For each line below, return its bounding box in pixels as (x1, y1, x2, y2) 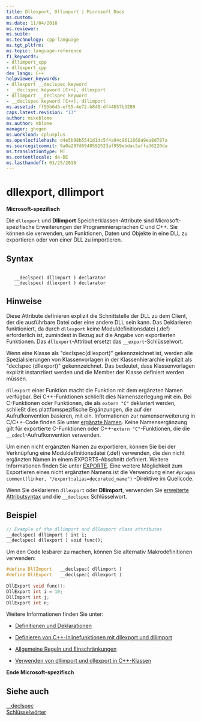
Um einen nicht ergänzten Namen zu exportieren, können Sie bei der (6, 443, 176, 450)
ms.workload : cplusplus (6, 132, 66, 138)
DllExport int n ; (6, 600, 50, 606)
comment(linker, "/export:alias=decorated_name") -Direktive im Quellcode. (6, 475, 194, 482)
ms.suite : (6, 31, 31, 37)
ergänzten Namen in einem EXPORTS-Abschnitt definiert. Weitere (6, 455, 169, 463)
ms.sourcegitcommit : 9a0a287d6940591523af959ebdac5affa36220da (6, 142, 168, 149)
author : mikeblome (6, 115, 52, 121)
